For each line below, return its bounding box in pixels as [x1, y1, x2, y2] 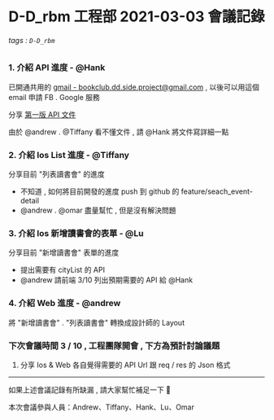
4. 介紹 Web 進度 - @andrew [8, 298, 121, 309]
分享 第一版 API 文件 [8, 109, 76, 119]
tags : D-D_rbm [8, 35, 55, 45]
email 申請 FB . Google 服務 [8, 92, 100, 102]
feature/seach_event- [180, 186, 254, 196]
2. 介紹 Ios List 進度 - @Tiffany [8, 149, 130, 160]
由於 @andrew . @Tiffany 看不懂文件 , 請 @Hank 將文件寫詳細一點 [8, 127, 229, 137]
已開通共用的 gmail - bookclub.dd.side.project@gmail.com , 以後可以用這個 [8, 82, 260, 92]
